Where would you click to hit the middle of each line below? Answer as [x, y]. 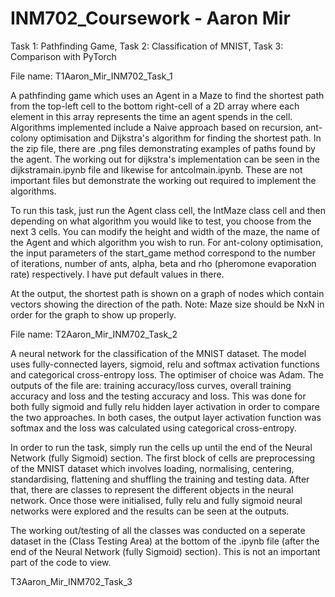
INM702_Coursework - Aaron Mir [150, 18]
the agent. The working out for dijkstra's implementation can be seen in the [165, 159]
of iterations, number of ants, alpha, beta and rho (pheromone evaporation [163, 263]
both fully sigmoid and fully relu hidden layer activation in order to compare [165, 406]
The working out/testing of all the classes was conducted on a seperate [158, 530]
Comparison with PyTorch [63, 56]
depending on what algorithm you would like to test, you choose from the [161, 221]
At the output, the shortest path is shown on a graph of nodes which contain [167, 293]
